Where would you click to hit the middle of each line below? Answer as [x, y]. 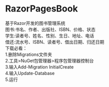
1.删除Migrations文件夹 [29, 54]
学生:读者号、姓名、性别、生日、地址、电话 [50, 35]
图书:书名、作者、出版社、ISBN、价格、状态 [50, 29]
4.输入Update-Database [30, 73]
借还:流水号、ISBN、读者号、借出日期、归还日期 [55, 42]
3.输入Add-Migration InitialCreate [39, 67]
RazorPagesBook [42, 9]
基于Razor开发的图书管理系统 [35, 23]
